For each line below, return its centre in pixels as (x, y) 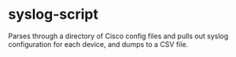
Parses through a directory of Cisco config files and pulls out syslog (118, 36)
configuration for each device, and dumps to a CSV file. (98, 44)
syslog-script (53, 14)
